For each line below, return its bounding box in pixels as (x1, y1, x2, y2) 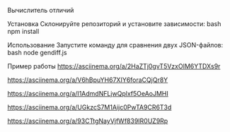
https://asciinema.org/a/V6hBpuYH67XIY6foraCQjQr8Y (7, 76, 168, 84)
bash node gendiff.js (7, 49, 67, 56)
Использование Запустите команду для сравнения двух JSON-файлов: (7, 41, 224, 49)
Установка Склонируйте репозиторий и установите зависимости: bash (7, 20, 222, 28)
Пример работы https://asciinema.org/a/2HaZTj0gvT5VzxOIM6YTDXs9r (7, 62, 221, 70)
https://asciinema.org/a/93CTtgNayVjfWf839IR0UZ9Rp (7, 116, 168, 125)
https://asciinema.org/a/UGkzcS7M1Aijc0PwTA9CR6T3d (7, 103, 172, 112)
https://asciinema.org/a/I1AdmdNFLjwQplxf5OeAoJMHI (7, 90, 168, 97)
